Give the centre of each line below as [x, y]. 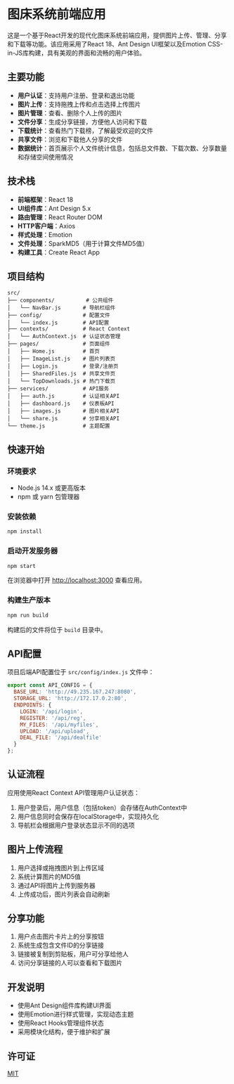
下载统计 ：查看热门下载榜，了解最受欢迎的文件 [85, 130]
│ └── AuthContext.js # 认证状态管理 [64, 337]
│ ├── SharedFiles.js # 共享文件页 [61, 374]
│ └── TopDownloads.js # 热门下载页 [61, 381]
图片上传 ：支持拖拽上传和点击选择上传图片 [79, 104]
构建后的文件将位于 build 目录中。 [57, 629]
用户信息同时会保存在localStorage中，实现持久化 [88, 816]
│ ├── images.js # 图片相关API [64, 411]
